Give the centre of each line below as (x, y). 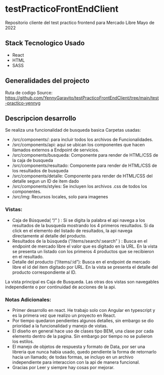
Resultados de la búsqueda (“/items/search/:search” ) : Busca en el (80, 241)
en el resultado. (28, 257)
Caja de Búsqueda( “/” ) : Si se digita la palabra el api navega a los (79, 220)
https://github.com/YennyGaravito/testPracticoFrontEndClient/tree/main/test (82, 98)
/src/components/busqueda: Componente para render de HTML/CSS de (85, 155)
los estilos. (23, 341)
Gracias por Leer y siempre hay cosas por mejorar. (63, 367)
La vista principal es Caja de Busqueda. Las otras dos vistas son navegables (82, 281)
